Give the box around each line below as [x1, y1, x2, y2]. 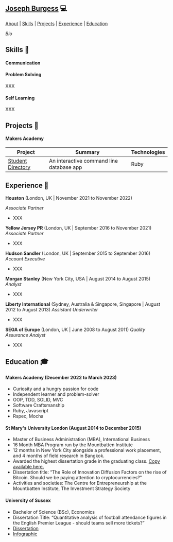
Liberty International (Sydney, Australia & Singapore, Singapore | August [5, 301, 161, 307]
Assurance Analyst [5, 331, 46, 338]
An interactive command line [48, 157, 118, 164]
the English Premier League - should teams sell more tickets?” [12, 519, 145, 526]
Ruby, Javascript [12, 408, 49, 414]
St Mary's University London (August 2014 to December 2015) [5, 425, 142, 431]
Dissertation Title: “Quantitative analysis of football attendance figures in [12, 514, 167, 520]
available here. [12, 464, 44, 470]
